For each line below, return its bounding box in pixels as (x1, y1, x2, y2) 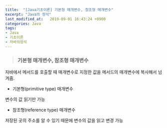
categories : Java (5, 21, 41, 26)
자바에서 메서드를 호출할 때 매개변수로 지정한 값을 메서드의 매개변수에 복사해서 (5, 69, 157, 75)
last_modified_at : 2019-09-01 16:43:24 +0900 (5, 16, 106, 21)
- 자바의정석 (5, 40, 27, 45)
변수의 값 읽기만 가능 (5, 96, 45, 102)
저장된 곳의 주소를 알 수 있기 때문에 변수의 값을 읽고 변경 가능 (5, 118, 124, 124)
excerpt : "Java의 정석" (5, 12, 51, 17)
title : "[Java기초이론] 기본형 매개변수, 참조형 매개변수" (5, 7, 114, 12)
